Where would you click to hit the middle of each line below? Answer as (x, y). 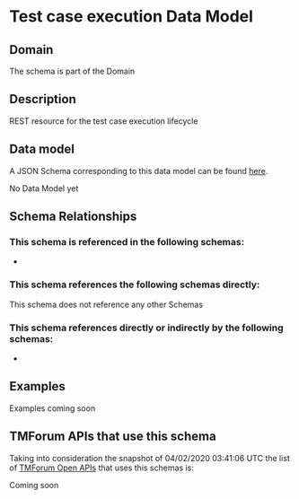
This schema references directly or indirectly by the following (147, 328)
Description (43, 99)
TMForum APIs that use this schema (113, 437)
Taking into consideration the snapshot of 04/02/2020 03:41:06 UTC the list (149, 458)
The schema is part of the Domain (72, 71)
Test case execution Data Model (132, 17)
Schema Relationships (73, 217)
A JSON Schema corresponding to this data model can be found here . (139, 171)
